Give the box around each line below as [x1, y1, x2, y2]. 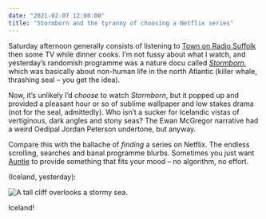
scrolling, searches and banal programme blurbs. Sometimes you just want [8, 148, 255, 158]
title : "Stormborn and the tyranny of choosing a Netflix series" [8, 19, 234, 27]
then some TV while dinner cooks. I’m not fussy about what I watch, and [8, 49, 246, 59]
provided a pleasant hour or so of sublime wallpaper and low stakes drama [8, 99, 254, 108]
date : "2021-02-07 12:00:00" [8, 11, 105, 20]
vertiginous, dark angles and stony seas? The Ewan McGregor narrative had [8, 115, 259, 125]
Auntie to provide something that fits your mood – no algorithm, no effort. [8, 156, 249, 166]
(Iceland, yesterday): [8, 172, 77, 182]
